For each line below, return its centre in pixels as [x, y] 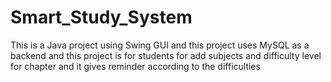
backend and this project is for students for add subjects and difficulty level [166, 55]
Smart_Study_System [101, 17]
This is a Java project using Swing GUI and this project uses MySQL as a [160, 45]
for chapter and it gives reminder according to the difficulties [135, 66]
